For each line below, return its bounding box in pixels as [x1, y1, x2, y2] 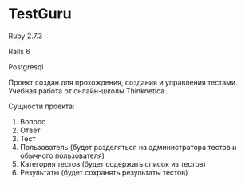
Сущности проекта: [8, 101, 75, 111]
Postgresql [8, 61, 44, 72]
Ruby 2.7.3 [8, 31, 43, 41]
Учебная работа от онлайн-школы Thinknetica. [8, 85, 167, 96]
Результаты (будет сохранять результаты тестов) [19, 167, 188, 177]
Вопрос [19, 116, 46, 126]
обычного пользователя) [19, 151, 105, 160]
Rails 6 [8, 46, 30, 56]
